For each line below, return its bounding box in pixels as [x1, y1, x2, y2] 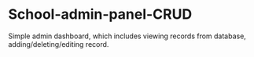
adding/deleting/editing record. [8, 39, 109, 48]
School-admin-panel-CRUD [8, 5, 193, 23]
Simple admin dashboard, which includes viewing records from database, [8, 31, 246, 41]
